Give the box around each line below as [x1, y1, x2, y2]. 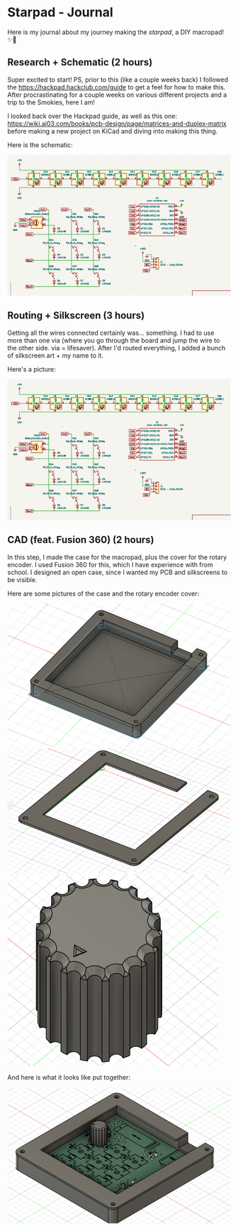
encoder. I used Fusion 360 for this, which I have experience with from [7, 560, 214, 569]
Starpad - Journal [7, 4, 113, 21]
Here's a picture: [7, 365, 56, 373]
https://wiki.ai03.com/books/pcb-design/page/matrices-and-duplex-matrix [7, 119, 227, 128]
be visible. [7, 575, 38, 584]
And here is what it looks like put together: [7, 1073, 131, 1082]
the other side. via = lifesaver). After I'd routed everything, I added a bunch [7, 343, 226, 352]
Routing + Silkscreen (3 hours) [7, 310, 145, 322]
